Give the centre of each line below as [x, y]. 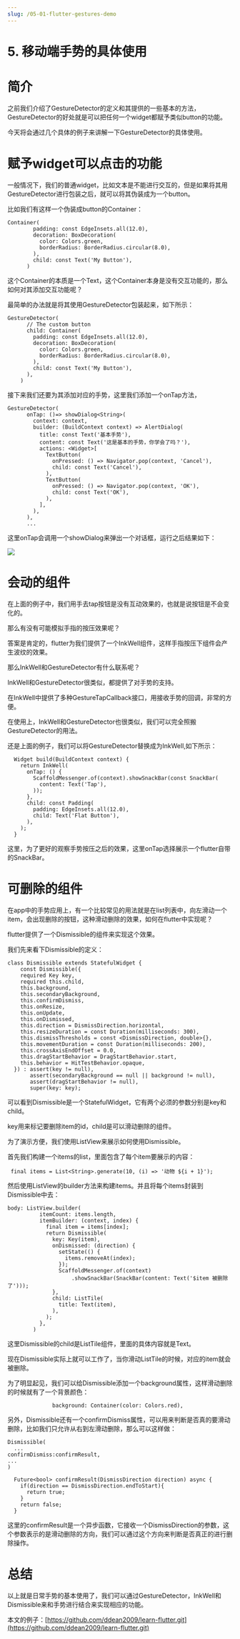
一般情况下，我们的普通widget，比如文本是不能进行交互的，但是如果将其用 [117, 185]
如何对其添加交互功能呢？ [45, 289]
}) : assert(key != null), [54, 1069]
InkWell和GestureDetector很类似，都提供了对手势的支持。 [92, 682]
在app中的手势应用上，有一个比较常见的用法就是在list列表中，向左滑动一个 [117, 910]
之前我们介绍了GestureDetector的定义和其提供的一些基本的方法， [104, 108]
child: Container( [54, 330]
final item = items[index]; [87, 1227]
